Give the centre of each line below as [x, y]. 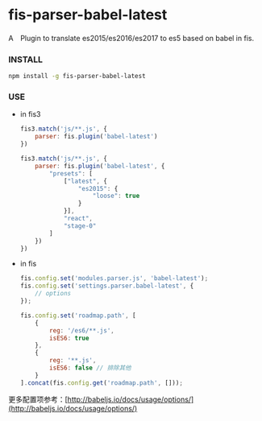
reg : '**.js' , [73, 361]
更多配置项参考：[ [38, 399]
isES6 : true [69, 338]
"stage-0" [80, 226]
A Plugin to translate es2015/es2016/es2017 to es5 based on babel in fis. [131, 38]
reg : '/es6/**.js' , [82, 330]
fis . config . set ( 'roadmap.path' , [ [78, 316]
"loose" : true [116, 196]
